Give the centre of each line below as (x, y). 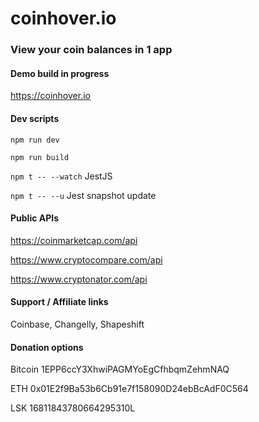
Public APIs (35, 218)
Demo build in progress (60, 73)
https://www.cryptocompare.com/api (86, 259)
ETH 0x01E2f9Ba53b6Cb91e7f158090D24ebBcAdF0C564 (129, 389)
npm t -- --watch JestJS (61, 176)
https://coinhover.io (50, 96)
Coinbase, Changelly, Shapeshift (77, 324)
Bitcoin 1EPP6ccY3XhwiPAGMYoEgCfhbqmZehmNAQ (120, 369)
